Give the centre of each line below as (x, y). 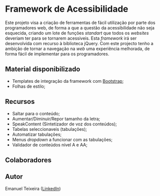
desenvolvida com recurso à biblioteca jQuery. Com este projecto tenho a (79, 43)
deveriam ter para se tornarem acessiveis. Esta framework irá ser (71, 38)
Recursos (20, 102)
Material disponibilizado (43, 69)
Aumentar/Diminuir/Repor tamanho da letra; (56, 119)
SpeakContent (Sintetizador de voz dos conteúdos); (65, 124)
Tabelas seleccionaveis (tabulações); (49, 129)
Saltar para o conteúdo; (36, 113)
